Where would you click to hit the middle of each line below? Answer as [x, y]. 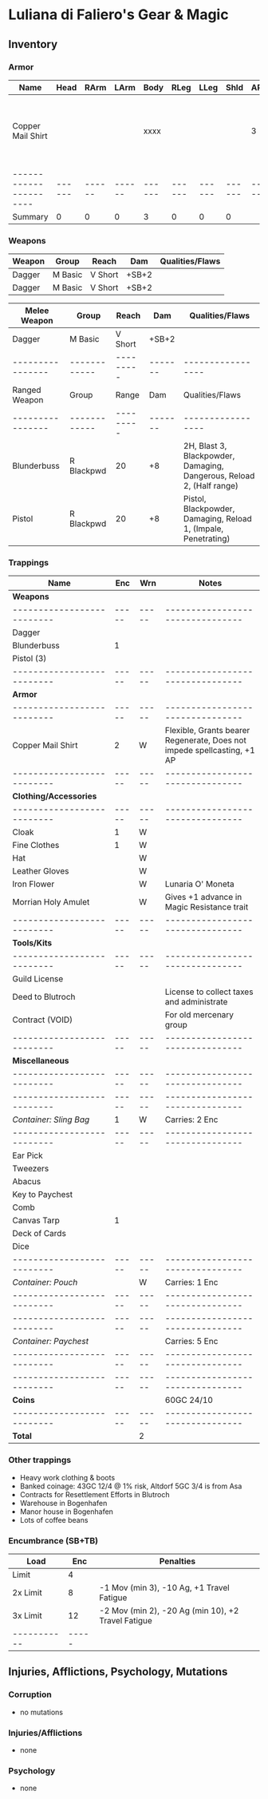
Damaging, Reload [218, 519]
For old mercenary [199, 1015]
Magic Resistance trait [207, 907]
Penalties [177, 1561]
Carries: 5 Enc [191, 1341]
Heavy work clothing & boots [67, 1477]
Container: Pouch [45, 1282]
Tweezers [31, 1169]
